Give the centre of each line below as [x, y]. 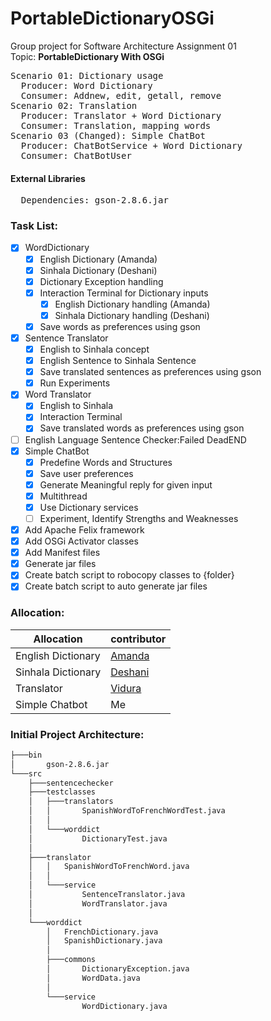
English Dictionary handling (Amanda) [132, 304]
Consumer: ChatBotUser [76, 155]
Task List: [34, 226]
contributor [138, 639]
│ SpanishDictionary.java [104, 941]
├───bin [26, 755]
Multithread [63, 496]
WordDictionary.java [124, 1006]
